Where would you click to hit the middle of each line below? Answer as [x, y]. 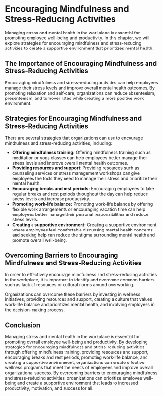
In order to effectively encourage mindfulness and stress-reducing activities [81, 275]
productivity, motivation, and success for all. [49, 388]
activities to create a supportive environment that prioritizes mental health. [79, 48]
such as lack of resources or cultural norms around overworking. [70, 285]
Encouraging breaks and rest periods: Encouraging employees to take [83, 188]
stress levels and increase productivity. [51, 199]
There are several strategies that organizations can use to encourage [74, 138]
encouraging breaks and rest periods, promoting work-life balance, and [76, 357]
